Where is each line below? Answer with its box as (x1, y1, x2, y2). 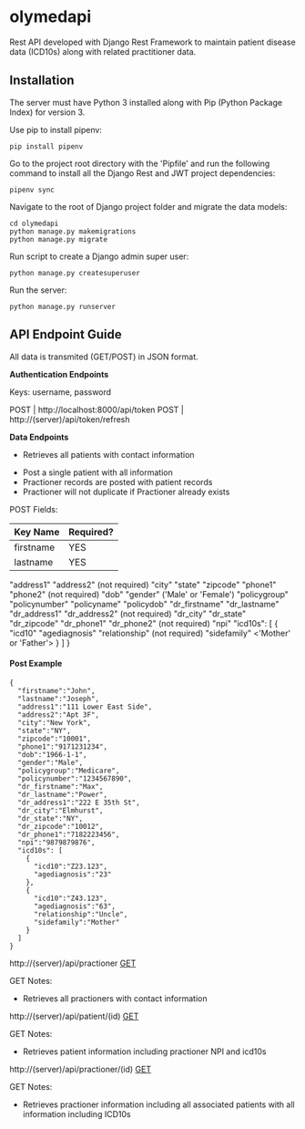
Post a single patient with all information (22, 467, 173, 478)
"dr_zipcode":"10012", (17, 822, 104, 831)
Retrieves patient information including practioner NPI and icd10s (22, 1046, 267, 1057)
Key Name (14, 525, 60, 538)
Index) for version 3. (9, 107, 86, 118)
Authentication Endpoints (9, 368, 109, 379)
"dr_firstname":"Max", (17, 782, 104, 791)
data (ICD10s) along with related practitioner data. (9, 46, 197, 57)
